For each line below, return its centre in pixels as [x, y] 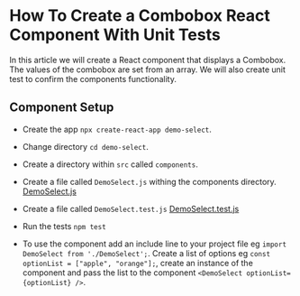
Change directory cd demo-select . [85, 146]
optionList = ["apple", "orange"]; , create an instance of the [138, 263]
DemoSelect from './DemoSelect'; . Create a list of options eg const [146, 253]
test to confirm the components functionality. [93, 79]
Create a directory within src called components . [110, 164]
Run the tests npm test [64, 226]
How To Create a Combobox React [140, 16]
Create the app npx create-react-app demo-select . [117, 129]
